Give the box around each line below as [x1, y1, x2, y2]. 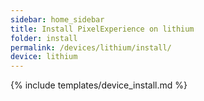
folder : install [10, 33, 78, 43]
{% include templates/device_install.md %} [10, 79, 188, 91]
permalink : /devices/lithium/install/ [10, 42, 172, 53]
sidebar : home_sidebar [10, 14, 105, 25]
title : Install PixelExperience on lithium [10, 24, 195, 34]
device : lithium [10, 52, 78, 62]
